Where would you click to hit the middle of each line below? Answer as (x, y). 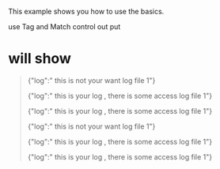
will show (40, 59)
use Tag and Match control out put (64, 26)
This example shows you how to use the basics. (86, 11)
